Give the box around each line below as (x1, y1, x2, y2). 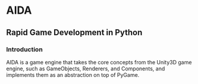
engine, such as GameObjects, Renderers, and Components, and (6, 65, 165, 72)
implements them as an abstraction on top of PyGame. (6, 71, 140, 78)
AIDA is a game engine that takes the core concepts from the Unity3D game (6, 58, 192, 66)
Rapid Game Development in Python (6, 27, 143, 38)
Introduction (6, 45, 43, 54)
